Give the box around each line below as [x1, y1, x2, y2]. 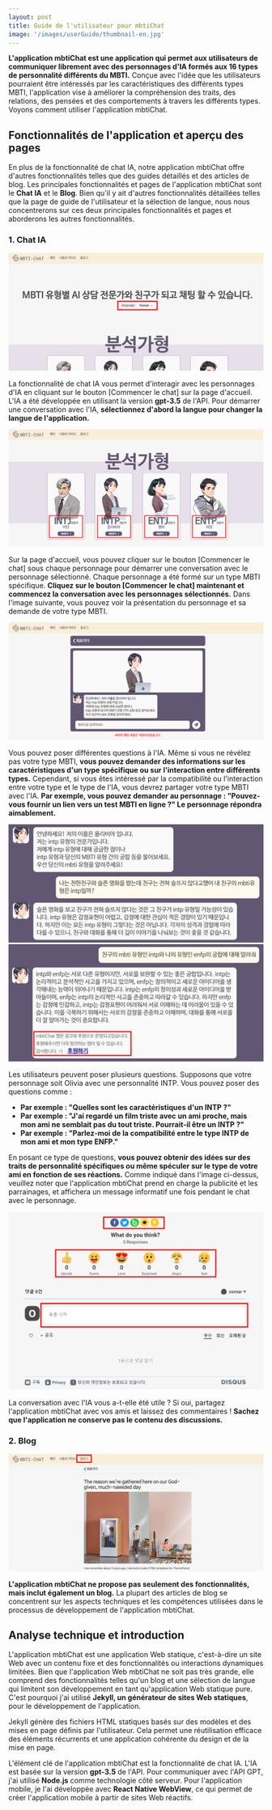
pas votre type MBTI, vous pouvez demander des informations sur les [8, 757, 246, 766]
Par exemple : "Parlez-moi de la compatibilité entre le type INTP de [19, 1129, 249, 1138]
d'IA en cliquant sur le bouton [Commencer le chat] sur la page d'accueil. [8, 387, 253, 396]
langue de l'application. [8, 413, 90, 422]
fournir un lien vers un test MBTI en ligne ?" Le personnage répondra [27, 799, 262, 809]
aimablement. [8, 808, 57, 818]
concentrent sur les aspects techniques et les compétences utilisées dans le [8, 1596, 264, 1606]
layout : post [8, 13, 53, 21]
